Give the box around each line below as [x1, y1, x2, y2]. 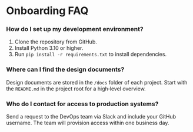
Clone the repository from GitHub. [14, 38, 97, 45]
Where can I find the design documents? [6, 66, 125, 74]
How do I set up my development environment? [6, 25, 144, 33]
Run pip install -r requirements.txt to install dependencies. [14, 51, 167, 58]
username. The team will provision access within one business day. [6, 119, 169, 127]
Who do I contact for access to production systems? [6, 100, 159, 108]
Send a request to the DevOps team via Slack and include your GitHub [6, 113, 177, 120]
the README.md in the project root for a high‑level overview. [6, 85, 146, 92]
